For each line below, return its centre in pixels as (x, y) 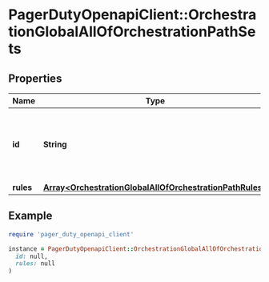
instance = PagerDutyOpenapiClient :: (71, 249)
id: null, (32, 256)
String (55, 144)
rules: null (36, 264)
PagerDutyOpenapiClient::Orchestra (132, 15)
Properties (35, 78)
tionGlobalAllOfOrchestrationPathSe (132, 32)
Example (30, 216)
